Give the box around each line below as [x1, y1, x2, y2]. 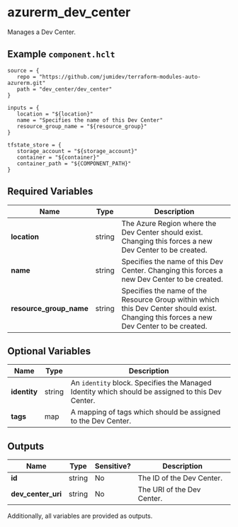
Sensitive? [94, 461, 131, 471]
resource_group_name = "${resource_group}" [16, 123, 147, 130]
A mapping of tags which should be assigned [70, 407, 221, 417]
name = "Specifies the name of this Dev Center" [16, 116, 163, 124]
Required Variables [7, 186, 93, 198]
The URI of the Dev [137, 484, 201, 494]
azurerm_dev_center [7, 4, 131, 21]
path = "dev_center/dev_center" [16, 86, 113, 93]
